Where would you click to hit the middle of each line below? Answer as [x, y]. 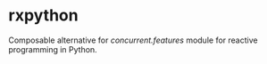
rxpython [43, 16]
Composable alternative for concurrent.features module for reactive [133, 40]
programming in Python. [53, 49]
